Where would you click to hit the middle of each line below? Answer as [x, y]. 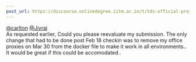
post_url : [18, 11]
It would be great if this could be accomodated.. [64, 52]
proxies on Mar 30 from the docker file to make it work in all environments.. [96, 46]
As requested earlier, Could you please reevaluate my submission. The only [97, 34]
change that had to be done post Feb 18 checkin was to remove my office [94, 40]
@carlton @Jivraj [27, 28]
